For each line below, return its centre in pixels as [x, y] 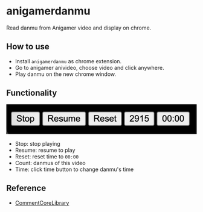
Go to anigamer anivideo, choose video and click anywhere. [89, 67]
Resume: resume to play [45, 150]
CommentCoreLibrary [42, 202]
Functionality [32, 93]
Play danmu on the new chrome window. [66, 74]
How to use [28, 47]
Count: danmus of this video [50, 163]
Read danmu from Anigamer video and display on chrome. [79, 28]
